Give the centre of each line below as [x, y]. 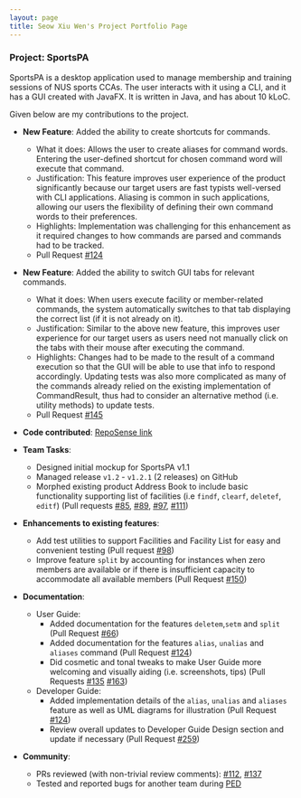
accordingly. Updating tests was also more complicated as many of [161, 376]
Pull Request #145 [70, 414]
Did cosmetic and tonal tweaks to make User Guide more [155, 662]
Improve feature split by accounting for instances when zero [150, 559]
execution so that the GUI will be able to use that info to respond [155, 366]
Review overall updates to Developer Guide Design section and [167, 729]
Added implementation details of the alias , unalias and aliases [168, 700]
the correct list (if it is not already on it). [109, 318]
